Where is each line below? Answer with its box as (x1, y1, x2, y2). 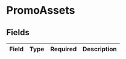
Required (50, 45, 77, 53)
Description (82, 45, 118, 53)
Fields (6, 27, 30, 38)
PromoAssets (6, 4, 75, 17)
